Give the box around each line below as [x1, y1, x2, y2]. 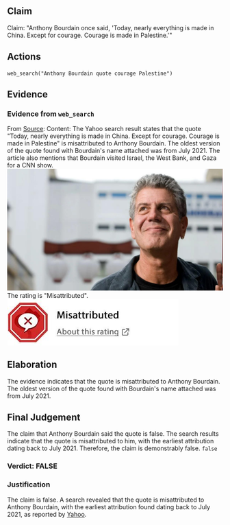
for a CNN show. [7, 161, 53, 170]
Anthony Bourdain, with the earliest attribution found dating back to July [7, 502, 211, 511]
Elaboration [7, 359, 57, 371]
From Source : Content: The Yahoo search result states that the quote [7, 125, 202, 133]
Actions [7, 51, 41, 62]
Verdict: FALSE [7, 461, 58, 471]
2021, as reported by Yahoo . [7, 510, 87, 518]
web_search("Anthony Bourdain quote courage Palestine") [7, 70, 173, 77]
